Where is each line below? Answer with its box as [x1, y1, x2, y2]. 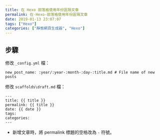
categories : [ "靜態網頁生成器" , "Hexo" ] [5, 26, 85, 31]
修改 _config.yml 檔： [5, 59, 50, 65]
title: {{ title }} [5, 98, 46, 103]
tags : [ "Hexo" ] [5, 21, 37, 26]
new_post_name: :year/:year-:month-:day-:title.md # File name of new [5, 69, 155, 75]
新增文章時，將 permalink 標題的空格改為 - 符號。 [12, 129, 115, 135]
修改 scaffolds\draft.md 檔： [5, 83, 66, 89]
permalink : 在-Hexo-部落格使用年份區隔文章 [5, 12, 88, 17]
